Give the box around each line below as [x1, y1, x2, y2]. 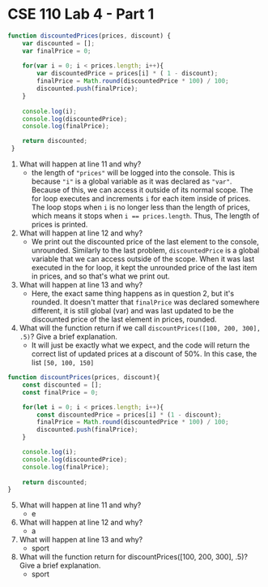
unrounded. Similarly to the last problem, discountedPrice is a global [31, 245, 260, 256]
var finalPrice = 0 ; [22, 46, 91, 55]
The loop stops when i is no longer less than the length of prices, [31, 202, 250, 212]
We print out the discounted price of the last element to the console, [31, 237, 260, 247]
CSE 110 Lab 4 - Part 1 [7, 5, 155, 24]
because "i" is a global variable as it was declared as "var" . [31, 176, 232, 187]
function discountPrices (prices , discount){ [7, 373, 160, 382]
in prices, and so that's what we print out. [31, 271, 171, 281]
